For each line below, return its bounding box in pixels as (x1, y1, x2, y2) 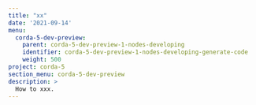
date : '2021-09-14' (8, 19, 72, 27)
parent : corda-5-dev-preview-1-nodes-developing (22, 41, 185, 49)
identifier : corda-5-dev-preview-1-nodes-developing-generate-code (22, 48, 248, 56)
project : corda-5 (8, 63, 65, 71)
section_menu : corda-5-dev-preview (8, 70, 125, 78)
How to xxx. (15, 84, 55, 93)
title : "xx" (8, 11, 47, 20)
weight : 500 (22, 56, 61, 64)
